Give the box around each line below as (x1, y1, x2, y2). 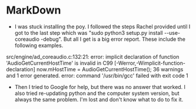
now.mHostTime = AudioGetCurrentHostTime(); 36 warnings (36, 65, 184, 72)
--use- (164, 29, 181, 36)
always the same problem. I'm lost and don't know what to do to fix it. (14, 95, 184, 103)
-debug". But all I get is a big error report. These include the (40, 35, 185, 42)
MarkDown (6, 4, 61, 17)
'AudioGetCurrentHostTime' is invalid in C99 (6, 60, 114, 67)
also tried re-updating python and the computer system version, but (14, 90, 180, 97)
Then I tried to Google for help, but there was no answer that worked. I (14, 83, 186, 90)
